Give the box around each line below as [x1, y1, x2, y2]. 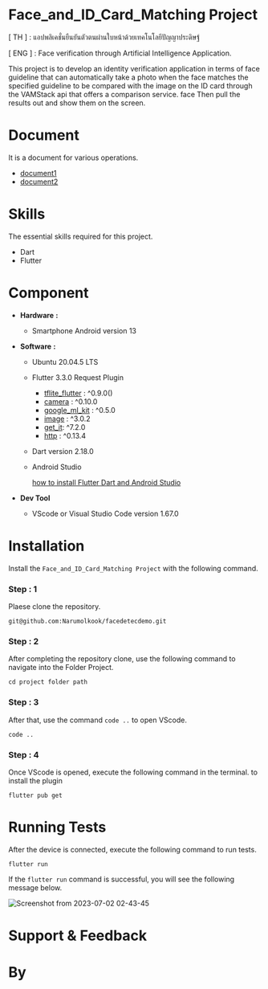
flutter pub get [8, 791, 63, 799]
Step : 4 [8, 749, 39, 760]
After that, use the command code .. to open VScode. [8, 715, 187, 725]
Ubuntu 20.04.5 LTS [31, 357, 99, 366]
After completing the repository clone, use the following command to [8, 654, 236, 664]
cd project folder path [8, 678, 88, 686]
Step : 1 [8, 583, 38, 595]
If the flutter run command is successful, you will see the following [8, 874, 235, 884]
